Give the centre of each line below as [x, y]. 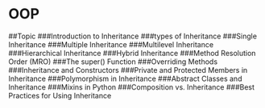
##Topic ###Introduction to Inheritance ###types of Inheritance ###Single [133, 36]
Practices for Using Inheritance [60, 95]
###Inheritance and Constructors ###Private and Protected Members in [128, 70]
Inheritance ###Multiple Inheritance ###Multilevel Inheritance [111, 44]
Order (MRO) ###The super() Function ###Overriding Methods [113, 62]
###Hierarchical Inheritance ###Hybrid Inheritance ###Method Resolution [132, 53]
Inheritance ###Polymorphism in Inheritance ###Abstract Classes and [125, 78]
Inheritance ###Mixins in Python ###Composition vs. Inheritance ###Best [132, 87]
